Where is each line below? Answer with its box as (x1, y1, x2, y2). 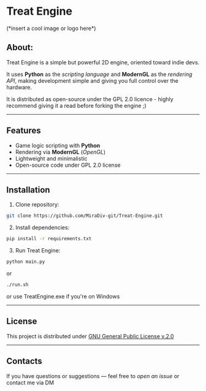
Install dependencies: (15, 224, 70, 231)
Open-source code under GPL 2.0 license (15, 161, 121, 169)
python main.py (6, 259, 45, 265)
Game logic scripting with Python (15, 142, 101, 149)
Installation (6, 184, 50, 195)
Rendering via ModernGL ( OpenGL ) (15, 148, 106, 156)
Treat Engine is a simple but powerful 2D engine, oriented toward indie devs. (6, 58, 200, 66)
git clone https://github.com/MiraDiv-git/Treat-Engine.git (6, 213, 164, 219)
